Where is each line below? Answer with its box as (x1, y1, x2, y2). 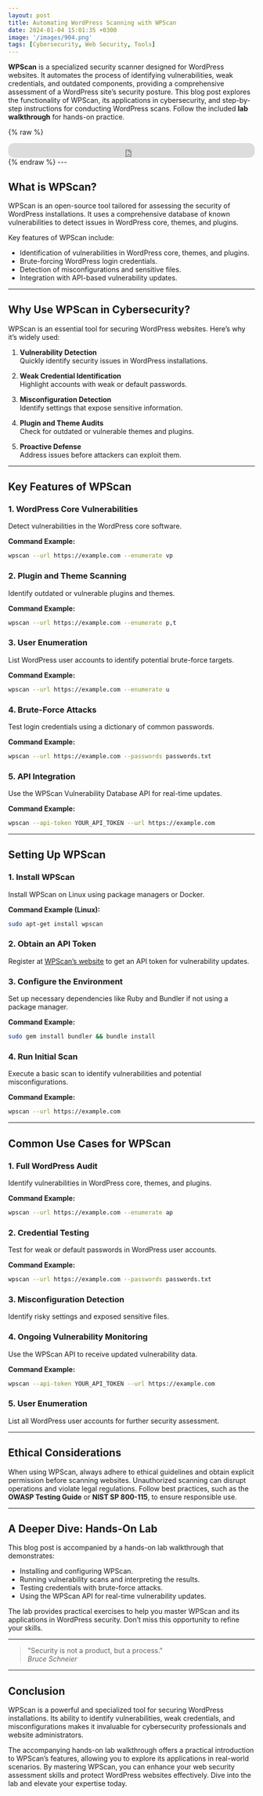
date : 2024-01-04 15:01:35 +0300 (8, 26, 117, 34)
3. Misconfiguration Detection (8, 1294, 125, 1305)
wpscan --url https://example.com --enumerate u (8, 685, 170, 693)
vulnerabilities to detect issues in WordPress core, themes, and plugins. (8, 217, 239, 227)
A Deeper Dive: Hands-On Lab (8, 1522, 158, 1535)
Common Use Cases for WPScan (8, 1137, 171, 1150)
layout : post (8, 11, 51, 20)
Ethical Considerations (8, 1446, 121, 1460)
